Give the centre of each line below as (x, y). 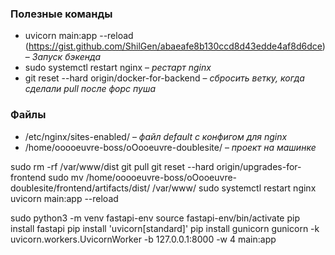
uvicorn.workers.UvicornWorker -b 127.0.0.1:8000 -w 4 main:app (143, 239)
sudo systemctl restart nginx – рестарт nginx (118, 68)
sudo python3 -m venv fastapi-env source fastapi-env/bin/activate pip (155, 218)
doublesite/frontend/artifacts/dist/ (80, 188)
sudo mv (66, 177)
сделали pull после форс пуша (90, 89)
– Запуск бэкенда (63, 57)
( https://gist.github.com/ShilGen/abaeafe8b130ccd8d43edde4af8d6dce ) (175, 46)
